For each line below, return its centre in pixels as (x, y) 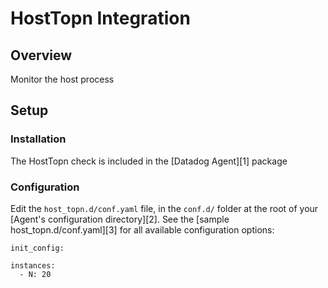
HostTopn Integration (100, 18)
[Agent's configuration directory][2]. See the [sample (120, 219)
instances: (33, 265)
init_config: (37, 248)
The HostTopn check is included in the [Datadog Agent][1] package (149, 161)
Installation (38, 139)
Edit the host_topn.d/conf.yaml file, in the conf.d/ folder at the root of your (164, 208)
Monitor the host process (62, 79)
